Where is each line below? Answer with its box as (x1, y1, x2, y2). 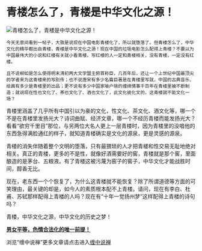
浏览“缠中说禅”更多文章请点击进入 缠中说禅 (6, 238, 111, 246)
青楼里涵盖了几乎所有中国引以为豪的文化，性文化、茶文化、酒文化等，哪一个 (6, 107, 196, 114)
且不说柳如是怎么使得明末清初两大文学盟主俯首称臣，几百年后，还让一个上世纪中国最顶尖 (6, 70, 194, 76)
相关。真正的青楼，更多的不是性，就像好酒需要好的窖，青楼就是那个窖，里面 (6, 150, 196, 157)
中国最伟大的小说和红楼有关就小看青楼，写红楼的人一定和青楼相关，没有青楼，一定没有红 (6, 52, 194, 58)
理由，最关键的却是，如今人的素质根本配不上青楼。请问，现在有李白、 (11, 185, 185, 192)
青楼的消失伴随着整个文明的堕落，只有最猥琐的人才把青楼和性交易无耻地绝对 (6, 142, 196, 150)
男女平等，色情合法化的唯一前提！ (6, 226, 91, 233)
